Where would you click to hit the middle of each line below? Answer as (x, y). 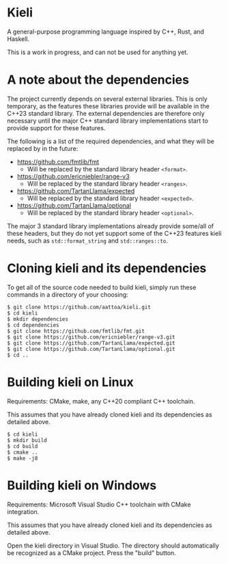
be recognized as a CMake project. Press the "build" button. (91, 552)
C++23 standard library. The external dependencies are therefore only (106, 113)
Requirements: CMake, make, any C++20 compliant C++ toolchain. (101, 401)
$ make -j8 (23, 458)
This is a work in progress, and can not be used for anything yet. (98, 52)
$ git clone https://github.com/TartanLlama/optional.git (91, 349)
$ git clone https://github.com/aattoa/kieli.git (79, 307)
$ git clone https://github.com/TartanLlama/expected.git (91, 343)
